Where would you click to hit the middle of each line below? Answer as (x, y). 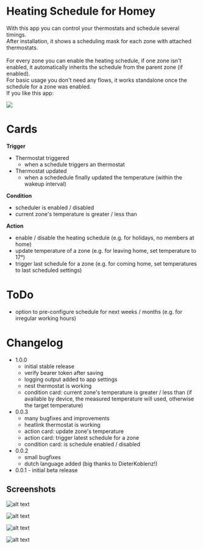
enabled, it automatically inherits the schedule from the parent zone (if (94, 67)
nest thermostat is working (58, 385)
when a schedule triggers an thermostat (74, 164)
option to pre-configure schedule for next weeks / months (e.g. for (99, 311)
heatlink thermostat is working (62, 424)
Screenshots (31, 489)
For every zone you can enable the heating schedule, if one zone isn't (94, 60)
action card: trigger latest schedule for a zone (81, 437)
